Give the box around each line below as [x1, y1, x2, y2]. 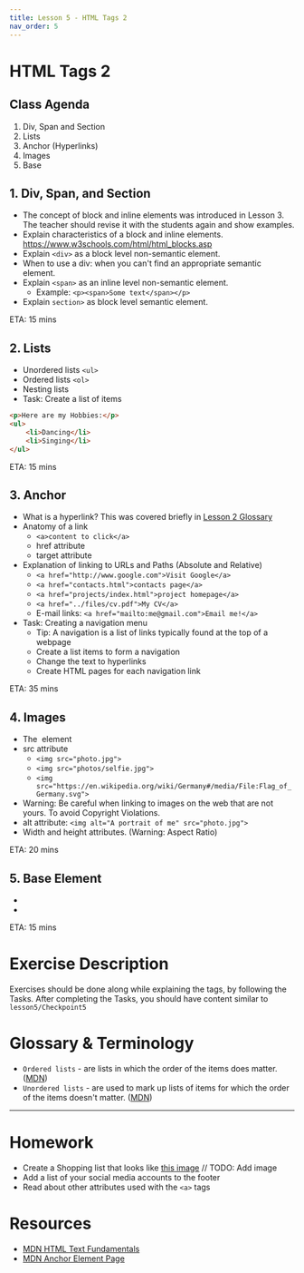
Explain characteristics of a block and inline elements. [22, 229, 223, 240]
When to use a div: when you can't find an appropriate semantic [22, 258, 262, 269]
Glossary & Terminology [9, 1033, 195, 1053]
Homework [9, 1132, 94, 1152]
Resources [9, 1213, 92, 1234]
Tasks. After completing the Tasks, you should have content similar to [9, 993, 269, 1004]
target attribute [35, 550, 92, 561]
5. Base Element [9, 870, 102, 886]
